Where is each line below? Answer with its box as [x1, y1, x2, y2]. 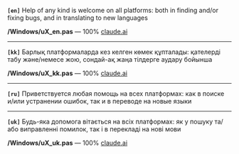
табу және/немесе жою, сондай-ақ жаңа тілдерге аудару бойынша [7, 55, 213, 63]
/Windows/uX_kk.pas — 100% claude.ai [7, 69, 128, 77]
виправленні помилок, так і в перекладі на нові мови [20, 125, 181, 133]
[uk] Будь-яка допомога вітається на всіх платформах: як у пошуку [7, 117, 213, 126]
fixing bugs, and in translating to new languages [7, 13, 148, 22]
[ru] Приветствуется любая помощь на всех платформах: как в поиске [7, 89, 225, 98]
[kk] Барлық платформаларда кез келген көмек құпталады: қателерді [7, 48, 221, 56]
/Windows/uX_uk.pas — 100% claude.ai [7, 138, 128, 147]
